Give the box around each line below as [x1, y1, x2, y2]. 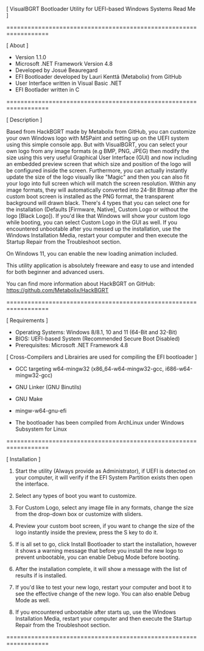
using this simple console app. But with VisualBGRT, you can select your [6, 141, 188, 148]
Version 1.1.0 [15, 54, 47, 60]
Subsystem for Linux [15, 425, 67, 433]
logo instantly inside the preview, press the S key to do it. [15, 529, 158, 536]
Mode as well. [15, 597, 51, 603]
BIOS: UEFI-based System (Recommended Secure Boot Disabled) [15, 335, 180, 342]
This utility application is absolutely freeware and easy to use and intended [6, 262, 194, 269]
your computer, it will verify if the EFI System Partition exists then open [15, 474, 193, 481]
